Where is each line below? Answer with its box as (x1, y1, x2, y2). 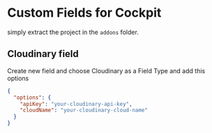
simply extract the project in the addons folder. (7, 28, 139, 36)
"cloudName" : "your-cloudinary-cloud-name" (20, 107, 149, 114)
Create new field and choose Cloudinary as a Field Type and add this (7, 66, 206, 75)
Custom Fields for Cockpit (7, 5, 162, 21)
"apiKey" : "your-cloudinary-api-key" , (20, 100, 132, 107)
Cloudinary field (7, 48, 79, 60)
